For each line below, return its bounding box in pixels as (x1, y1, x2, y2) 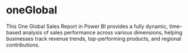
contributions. (6, 41, 40, 48)
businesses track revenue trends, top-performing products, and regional (6, 35, 182, 42)
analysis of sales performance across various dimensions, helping (22, 29, 183, 36)
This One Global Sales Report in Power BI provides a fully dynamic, (6, 23, 169, 30)
